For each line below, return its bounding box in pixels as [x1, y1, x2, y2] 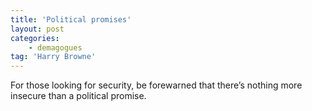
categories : [10, 33, 60, 43]
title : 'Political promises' [10, 14, 132, 25]
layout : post [10, 24, 65, 34]
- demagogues [28, 42, 83, 53]
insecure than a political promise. [10, 90, 147, 102]
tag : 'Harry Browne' [10, 52, 97, 62]
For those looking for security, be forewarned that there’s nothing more [10, 79, 303, 91]
